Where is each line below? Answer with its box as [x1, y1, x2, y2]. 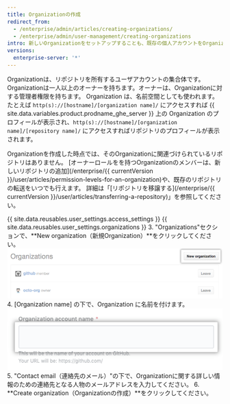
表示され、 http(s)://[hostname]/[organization [42, 117, 178, 126]
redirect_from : [7, 18, 51, 25]
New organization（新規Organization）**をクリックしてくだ [36, 231, 207, 239]
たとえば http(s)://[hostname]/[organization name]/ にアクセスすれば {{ [7, 100, 215, 109]
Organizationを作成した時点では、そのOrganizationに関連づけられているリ [7, 150, 217, 158]
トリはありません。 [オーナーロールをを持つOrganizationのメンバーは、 [12, 158, 215, 166]
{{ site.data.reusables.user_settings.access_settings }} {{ [7, 215, 168, 223]
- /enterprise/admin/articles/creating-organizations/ [13, 25, 173, 32]
